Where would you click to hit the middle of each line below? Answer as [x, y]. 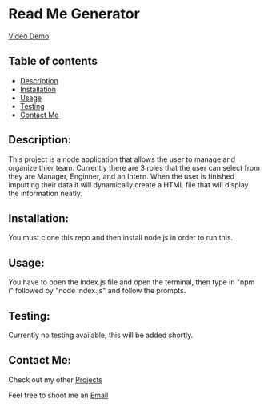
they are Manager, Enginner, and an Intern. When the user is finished [121, 176]
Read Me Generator [74, 14]
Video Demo [29, 36]
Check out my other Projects [55, 379]
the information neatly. [45, 193]
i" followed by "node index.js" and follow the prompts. [97, 291]
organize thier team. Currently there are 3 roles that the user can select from [134, 167]
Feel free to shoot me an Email [58, 395]
